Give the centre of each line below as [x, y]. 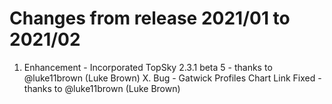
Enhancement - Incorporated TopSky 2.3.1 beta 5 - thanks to [148, 67]
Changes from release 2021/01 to [150, 18]
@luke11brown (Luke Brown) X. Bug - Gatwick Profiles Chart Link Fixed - [172, 78]
